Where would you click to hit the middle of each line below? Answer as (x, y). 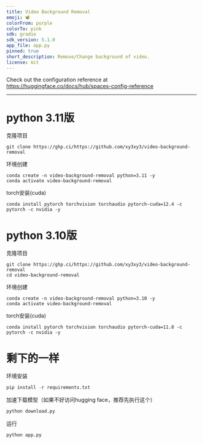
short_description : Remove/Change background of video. (78, 57)
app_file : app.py (28, 46)
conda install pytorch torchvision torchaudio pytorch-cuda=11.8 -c (94, 327)
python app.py (24, 435)
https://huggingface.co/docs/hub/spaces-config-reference (80, 86)
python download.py (31, 411)
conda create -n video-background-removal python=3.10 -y (81, 299)
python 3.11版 (40, 118)
